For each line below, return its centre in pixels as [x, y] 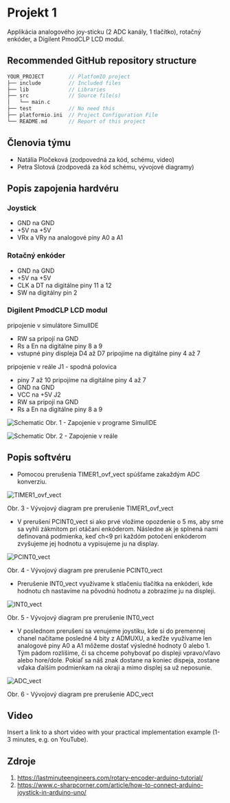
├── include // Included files [64, 83]
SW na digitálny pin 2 [47, 292]
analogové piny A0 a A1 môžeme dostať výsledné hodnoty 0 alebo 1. [114, 645]
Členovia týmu [39, 143]
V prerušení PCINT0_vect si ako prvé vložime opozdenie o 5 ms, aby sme [120, 521]
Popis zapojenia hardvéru [63, 188]
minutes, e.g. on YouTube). [50, 740]
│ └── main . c [29, 102]
